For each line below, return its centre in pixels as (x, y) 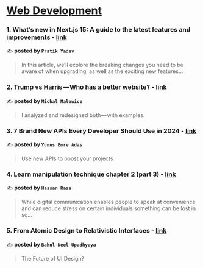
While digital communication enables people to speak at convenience (109, 202)
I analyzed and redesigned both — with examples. (83, 115)
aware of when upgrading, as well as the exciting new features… (102, 71)
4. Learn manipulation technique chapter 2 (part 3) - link (91, 174)
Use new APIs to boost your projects (67, 158)
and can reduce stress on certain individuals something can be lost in (109, 208)
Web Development (54, 11)
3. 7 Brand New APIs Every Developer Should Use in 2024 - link (101, 130)
